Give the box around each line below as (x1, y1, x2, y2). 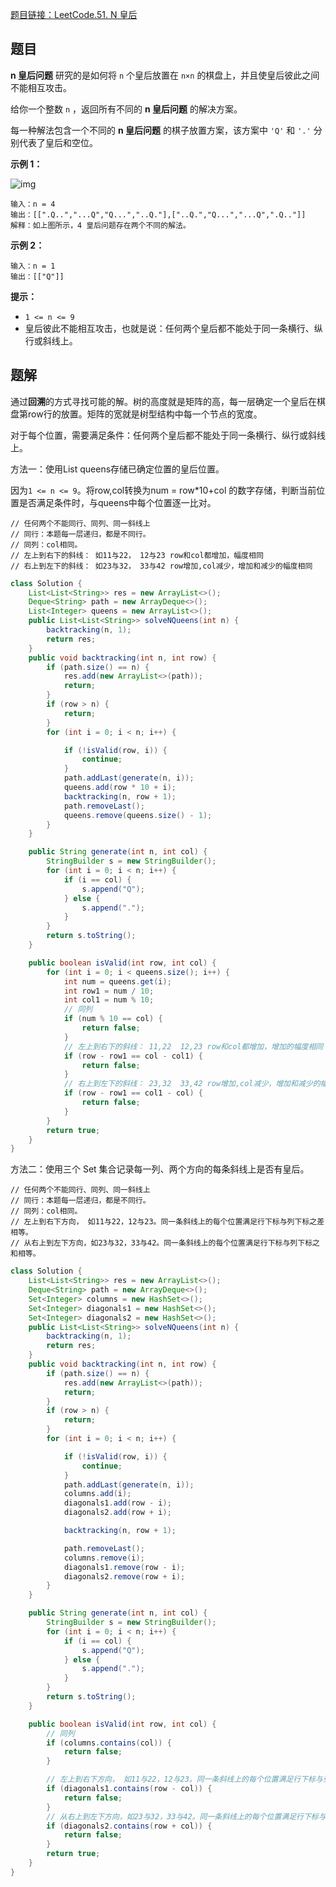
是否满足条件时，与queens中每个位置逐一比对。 (18, 496, 217, 508)
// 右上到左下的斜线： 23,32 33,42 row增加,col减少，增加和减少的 (63, 1079, 321, 1089)
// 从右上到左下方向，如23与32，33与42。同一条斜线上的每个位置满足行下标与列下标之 (10, 1238, 320, 1248)
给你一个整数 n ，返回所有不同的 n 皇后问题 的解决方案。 (10, 103, 243, 115)
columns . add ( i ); (63, 1489, 132, 1499)
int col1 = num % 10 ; (63, 995, 155, 1005)
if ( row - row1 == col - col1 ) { (63, 1051, 203, 1061)
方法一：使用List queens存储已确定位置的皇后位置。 (10, 463, 225, 475)
